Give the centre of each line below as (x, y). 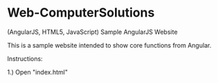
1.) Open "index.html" (37, 72)
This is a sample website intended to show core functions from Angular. (109, 45)
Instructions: (25, 58)
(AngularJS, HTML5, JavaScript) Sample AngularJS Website (92, 32)
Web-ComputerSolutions (81, 13)
